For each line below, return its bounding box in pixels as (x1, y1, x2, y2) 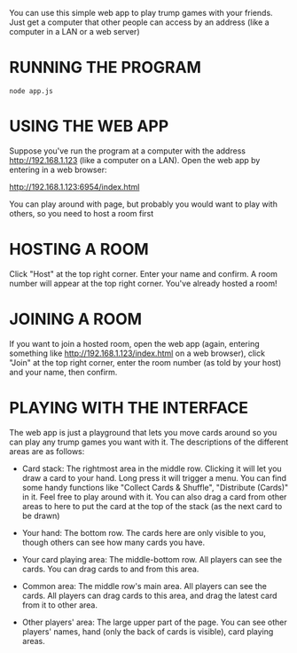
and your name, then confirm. (9, 366, 118, 377)
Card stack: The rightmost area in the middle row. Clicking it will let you (21, 463, 282, 474)
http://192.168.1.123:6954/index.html (9, 181, 140, 192)
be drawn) (21, 510, 60, 521)
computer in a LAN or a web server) (9, 27, 140, 36)
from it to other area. (21, 599, 98, 610)
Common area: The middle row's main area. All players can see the (21, 580, 268, 591)
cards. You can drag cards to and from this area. (21, 563, 199, 574)
